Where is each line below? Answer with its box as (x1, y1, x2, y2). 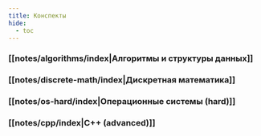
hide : (8, 19, 27, 27)
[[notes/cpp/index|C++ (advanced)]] (8, 118, 156, 129)
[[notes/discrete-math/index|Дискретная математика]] (8, 74, 235, 86)
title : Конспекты (8, 11, 67, 20)
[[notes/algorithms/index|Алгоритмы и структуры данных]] (8, 53, 254, 64)
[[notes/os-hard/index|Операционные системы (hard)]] (8, 96, 236, 107)
